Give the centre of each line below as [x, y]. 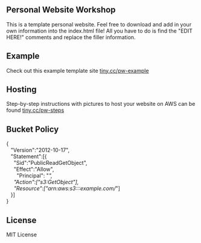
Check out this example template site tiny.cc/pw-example [78, 70]
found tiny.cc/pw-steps [35, 110]
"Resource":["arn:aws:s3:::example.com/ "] [67, 188]
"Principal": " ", [34, 176]
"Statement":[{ [29, 156]
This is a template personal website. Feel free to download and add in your [99, 24]
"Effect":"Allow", [34, 169]
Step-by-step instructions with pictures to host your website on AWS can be [101, 104]
